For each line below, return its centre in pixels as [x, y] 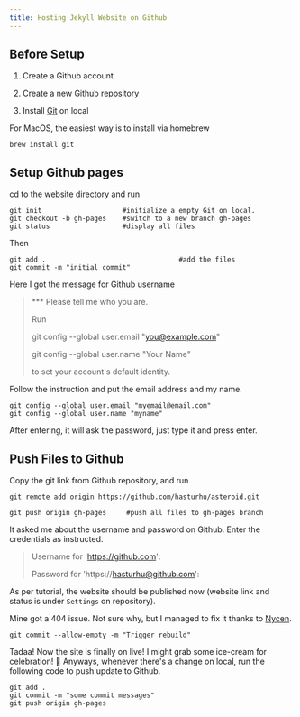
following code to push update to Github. [85, 671]
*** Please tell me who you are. [90, 302]
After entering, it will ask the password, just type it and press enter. [134, 430]
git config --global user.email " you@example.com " [126, 337]
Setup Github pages [66, 172]
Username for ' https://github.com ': [96, 556]
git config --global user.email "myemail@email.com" [110, 406]
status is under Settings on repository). [82, 602]
